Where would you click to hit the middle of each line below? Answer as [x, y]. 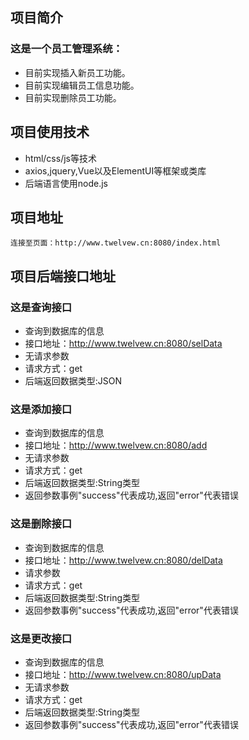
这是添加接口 [41, 409]
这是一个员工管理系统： [66, 49]
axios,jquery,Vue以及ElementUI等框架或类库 [115, 170]
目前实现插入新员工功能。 [77, 72]
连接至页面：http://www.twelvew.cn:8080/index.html [116, 243]
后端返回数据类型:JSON [73, 381]
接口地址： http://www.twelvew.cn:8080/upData [123, 674]
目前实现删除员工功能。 [73, 97]
